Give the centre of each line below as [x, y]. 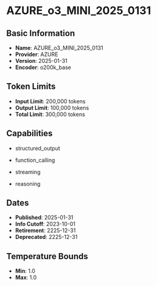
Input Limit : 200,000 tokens [50, 101]
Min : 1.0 [25, 271]
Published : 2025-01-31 [44, 218]
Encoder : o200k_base [43, 67]
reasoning [28, 183]
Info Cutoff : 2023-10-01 [45, 224]
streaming [28, 172]
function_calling [35, 160]
